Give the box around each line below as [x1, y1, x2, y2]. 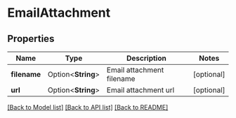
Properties [7, 33, 55, 45]
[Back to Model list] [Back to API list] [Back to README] [7, 103, 169, 111]
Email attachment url [106, 85, 175, 95]
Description [126, 54, 166, 63]
